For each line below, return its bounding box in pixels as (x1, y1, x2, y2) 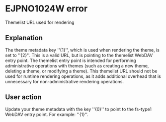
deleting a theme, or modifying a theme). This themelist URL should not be (5, 68, 158, 74)
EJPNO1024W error (5, 3, 88, 14)
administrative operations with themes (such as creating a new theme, (5, 62, 149, 68)
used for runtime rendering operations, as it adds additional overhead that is (5, 73, 161, 79)
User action (5, 93, 42, 102)
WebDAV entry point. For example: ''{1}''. (5, 111, 88, 117)
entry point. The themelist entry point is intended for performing (5, 58, 136, 63)
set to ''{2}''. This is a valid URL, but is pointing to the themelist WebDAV (5, 52, 153, 58)
